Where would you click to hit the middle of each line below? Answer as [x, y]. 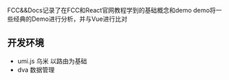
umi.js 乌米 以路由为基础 [52, 61]
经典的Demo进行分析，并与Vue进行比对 [70, 19]
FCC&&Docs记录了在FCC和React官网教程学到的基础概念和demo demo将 [112, 10]
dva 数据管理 [36, 70]
